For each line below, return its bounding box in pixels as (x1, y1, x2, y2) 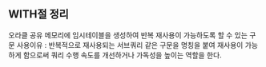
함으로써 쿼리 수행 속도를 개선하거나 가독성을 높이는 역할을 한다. (22, 50, 222, 60)
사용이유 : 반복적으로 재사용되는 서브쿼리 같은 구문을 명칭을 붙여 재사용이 (16, 40, 244, 49)
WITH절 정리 (8, 7, 70, 22)
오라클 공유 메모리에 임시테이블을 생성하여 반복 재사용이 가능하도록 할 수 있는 (8, 30, 248, 40)
